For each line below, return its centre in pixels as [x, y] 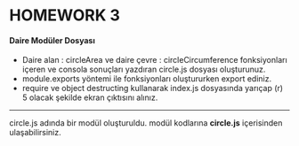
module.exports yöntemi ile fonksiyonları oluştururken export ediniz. [147, 79]
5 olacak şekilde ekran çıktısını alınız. [90, 97]
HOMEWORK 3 [65, 15]
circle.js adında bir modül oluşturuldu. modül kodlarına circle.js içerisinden [146, 123]
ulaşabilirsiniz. [36, 133]
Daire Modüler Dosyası [52, 40]
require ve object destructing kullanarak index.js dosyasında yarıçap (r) [152, 88]
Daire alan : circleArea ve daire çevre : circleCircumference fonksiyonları [154, 60]
